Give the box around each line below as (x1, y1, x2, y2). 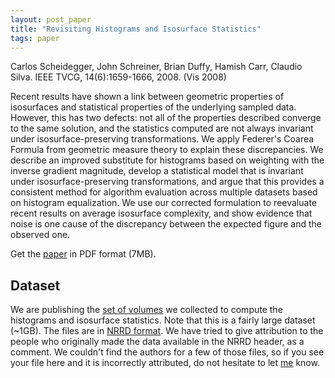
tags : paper (10, 33, 60, 43)
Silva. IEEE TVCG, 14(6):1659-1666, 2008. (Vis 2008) (10, 71, 227, 83)
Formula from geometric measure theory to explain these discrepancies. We (10, 144, 324, 156)
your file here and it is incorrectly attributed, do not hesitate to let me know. (10, 357, 320, 369)
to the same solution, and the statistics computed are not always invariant (10, 122, 314, 135)
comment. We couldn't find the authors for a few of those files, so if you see (10, 346, 325, 358)
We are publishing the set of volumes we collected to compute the (10, 304, 283, 316)
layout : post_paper (10, 14, 92, 25)
